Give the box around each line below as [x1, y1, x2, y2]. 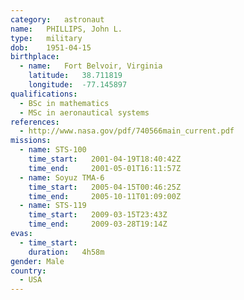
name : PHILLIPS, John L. [10, 24, 123, 34]
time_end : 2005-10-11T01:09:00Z [28, 191, 182, 201]
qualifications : [10, 89, 78, 99]
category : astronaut [10, 14, 105, 25]
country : [10, 266, 47, 276]
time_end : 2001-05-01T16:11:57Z [28, 163, 182, 173]
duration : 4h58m [28, 247, 105, 257]
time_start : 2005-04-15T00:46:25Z [28, 182, 182, 192]
